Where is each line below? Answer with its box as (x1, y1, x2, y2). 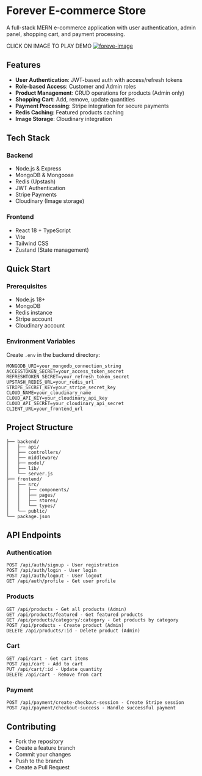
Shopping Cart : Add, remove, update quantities (15, 95, 135, 103)
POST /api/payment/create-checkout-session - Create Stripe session (6, 700, 184, 706)
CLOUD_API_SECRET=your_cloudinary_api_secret (6, 400, 124, 406)
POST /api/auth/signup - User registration (6, 562, 119, 568)
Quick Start (6, 264, 51, 274)
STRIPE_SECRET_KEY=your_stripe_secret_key (6, 384, 116, 390)
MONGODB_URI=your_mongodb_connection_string (6, 363, 121, 369)
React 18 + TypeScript (15, 227, 71, 234)
